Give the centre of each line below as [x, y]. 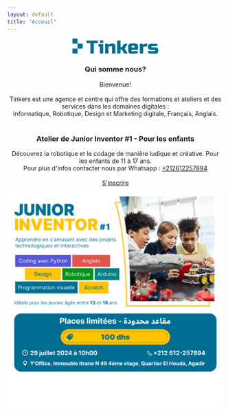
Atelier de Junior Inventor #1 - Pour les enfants [115, 139]
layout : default [30, 14]
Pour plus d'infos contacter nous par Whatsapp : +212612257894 [115, 168]
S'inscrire [115, 183]
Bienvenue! [115, 84]
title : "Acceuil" [32, 22]
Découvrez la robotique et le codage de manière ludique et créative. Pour [115, 154]
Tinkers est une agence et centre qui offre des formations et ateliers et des [115, 99]
